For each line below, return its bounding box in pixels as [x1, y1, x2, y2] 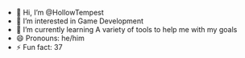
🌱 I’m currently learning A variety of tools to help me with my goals [15, 25, 238, 34]
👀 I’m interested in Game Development [15, 16, 143, 26]
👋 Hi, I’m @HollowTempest [15, 8, 105, 17]
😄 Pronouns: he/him [15, 33, 85, 43]
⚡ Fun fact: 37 [15, 43, 63, 52]
